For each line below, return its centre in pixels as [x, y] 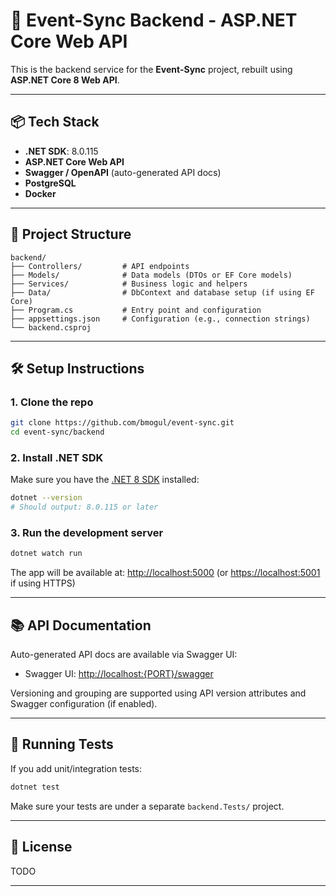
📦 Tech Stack [55, 122]
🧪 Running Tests [62, 744]
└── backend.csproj [51, 327]
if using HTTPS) [43, 583]
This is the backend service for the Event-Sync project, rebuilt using [151, 69]
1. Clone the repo [52, 402]
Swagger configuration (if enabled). [84, 704]
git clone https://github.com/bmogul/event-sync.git [122, 423]
